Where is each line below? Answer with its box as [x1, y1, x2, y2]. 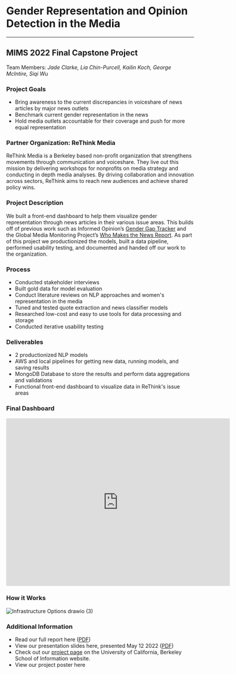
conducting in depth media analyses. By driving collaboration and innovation [6, 171, 194, 178]
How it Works [6, 594, 46, 602]
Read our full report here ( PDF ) [14, 636, 91, 643]
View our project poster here [14, 661, 85, 669]
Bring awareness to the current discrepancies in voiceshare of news [14, 98, 183, 105]
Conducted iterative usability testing [14, 323, 104, 330]
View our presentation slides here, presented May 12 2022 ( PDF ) [14, 642, 174, 650]
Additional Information [6, 622, 73, 630]
